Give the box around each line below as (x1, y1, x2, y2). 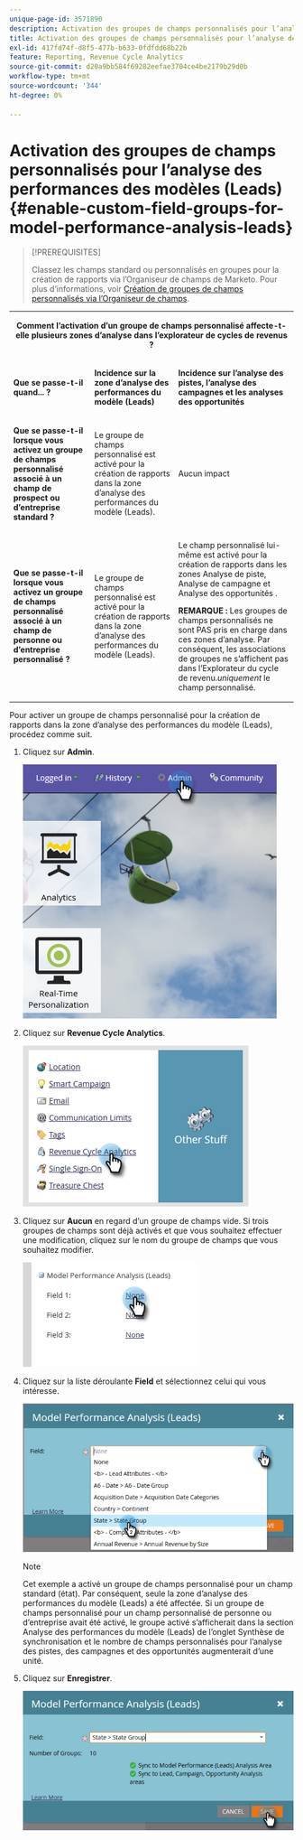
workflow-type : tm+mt (9, 72, 91, 81)
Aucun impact (178, 468, 230, 479)
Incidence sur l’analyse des (178, 368, 284, 378)
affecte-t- (245, 321, 287, 332)
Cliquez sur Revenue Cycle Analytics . (22, 1028, 166, 1039)
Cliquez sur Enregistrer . (22, 1672, 113, 1684)
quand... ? (13, 387, 51, 397)
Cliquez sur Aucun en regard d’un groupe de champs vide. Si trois (22, 1216, 269, 1227)
